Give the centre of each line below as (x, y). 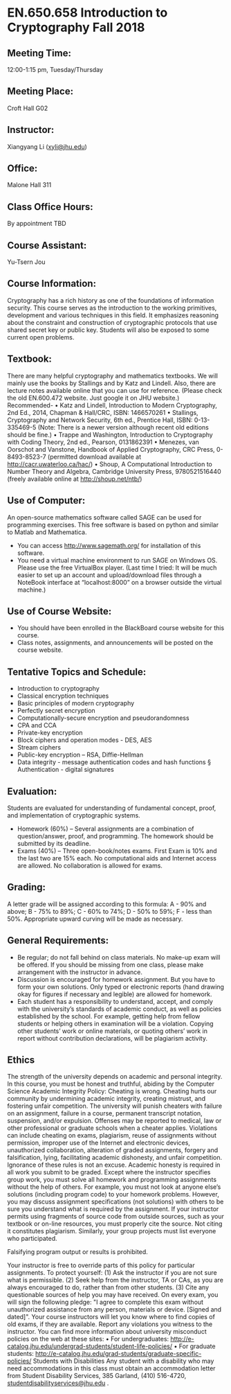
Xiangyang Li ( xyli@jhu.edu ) (47, 146)
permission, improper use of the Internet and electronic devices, (99, 1143)
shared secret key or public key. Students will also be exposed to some (108, 330)
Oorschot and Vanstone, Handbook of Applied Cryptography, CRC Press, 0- (115, 449)
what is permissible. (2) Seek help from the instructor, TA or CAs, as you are (115, 1280)
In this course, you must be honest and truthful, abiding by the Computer (111, 1084)
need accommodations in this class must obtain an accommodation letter (111, 1368)
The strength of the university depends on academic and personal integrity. (115, 1077)
